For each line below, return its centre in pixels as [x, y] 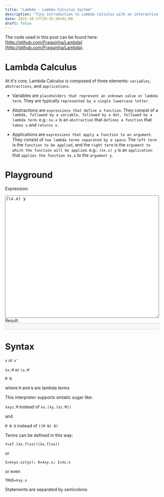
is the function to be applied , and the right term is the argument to [81, 145]
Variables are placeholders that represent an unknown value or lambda [85, 95]
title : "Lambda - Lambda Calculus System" [49, 10]
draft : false [18, 23]
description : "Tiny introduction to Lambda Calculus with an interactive [82, 14]
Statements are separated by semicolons [46, 490]
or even [13, 472]
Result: [12, 321]
